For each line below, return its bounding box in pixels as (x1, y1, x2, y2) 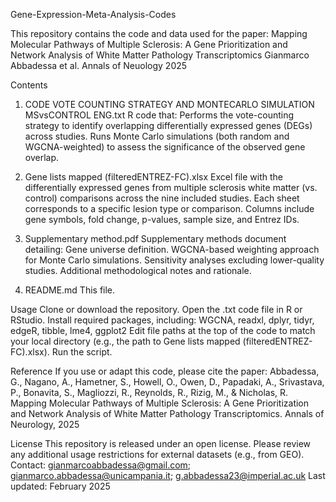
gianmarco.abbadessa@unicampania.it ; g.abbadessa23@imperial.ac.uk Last (10, 470, 326, 481)
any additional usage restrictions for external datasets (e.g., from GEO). (10, 449, 305, 460)
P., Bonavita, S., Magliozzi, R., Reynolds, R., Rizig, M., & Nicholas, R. (10, 387, 289, 398)
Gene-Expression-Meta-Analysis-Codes (10, 9, 177, 20)
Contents (10, 79, 48, 91)
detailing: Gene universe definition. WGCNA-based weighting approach (24, 244, 320, 255)
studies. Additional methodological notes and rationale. (24, 265, 252, 276)
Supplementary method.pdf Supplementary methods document (24, 233, 287, 244)
